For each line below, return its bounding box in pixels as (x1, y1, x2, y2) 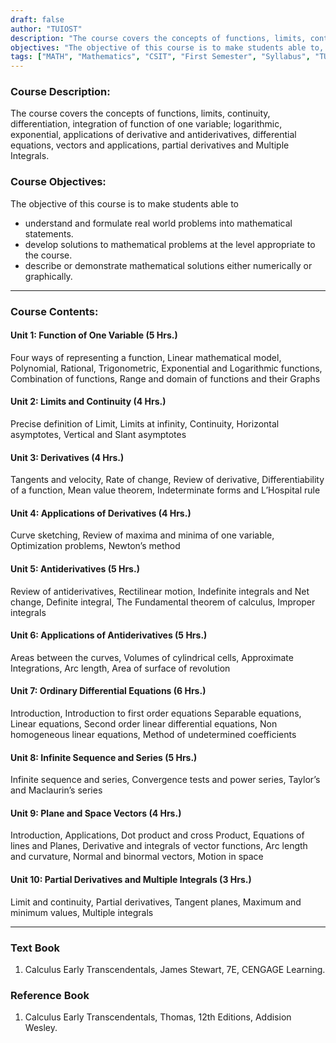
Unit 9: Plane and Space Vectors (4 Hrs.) (10, 807, 182, 819)
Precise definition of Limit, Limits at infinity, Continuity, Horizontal (10, 418, 280, 430)
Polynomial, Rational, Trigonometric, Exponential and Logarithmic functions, (10, 362, 323, 374)
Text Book (10, 941, 61, 955)
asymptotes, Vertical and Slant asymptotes (10, 429, 187, 441)
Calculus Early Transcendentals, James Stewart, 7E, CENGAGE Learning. (24, 963, 326, 975)
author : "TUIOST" (10, 24, 83, 34)
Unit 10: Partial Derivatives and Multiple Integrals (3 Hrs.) (10, 874, 252, 886)
